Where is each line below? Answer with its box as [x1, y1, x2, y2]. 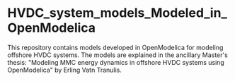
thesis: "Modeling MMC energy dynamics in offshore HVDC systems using [7, 58, 224, 66]
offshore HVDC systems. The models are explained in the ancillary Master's [7, 51, 228, 59]
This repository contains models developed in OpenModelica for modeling [7, 43, 224, 51]
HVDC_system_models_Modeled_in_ [7, 5, 228, 21]
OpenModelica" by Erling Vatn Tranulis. [7, 66, 122, 74]
